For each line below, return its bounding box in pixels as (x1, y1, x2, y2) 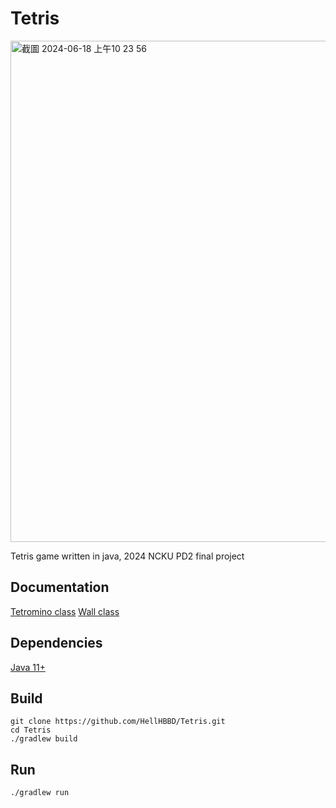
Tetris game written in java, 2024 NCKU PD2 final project (10, 550, 245, 562)
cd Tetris (10, 725, 52, 736)
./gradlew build (10, 734, 78, 744)
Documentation (10, 579, 110, 596)
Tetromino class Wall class (10, 605, 120, 617)
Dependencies (10, 635, 103, 652)
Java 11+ (10, 661, 46, 673)
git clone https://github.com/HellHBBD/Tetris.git (10, 717, 226, 727)
